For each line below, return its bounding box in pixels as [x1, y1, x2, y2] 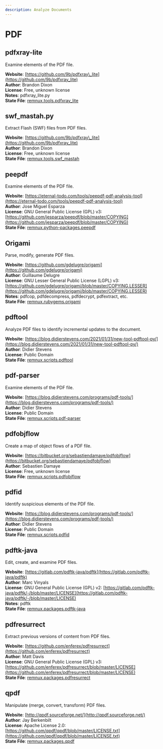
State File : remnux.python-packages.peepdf [5, 224, 96, 231]
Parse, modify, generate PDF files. [5, 252, 75, 258]
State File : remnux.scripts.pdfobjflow [5, 474, 81, 479]
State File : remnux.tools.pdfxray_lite [5, 97, 79, 103]
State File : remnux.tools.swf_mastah [5, 156, 80, 162]
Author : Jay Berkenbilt [5, 717, 52, 723]
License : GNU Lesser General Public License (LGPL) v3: [5, 277, 120, 283]
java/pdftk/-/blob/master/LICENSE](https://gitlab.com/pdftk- [5, 590, 128, 596]
